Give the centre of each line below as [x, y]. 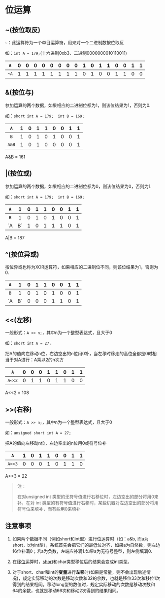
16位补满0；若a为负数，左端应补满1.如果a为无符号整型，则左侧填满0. [82, 551]
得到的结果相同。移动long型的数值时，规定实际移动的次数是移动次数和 [83, 584]
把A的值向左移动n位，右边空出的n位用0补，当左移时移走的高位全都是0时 [79, 354]
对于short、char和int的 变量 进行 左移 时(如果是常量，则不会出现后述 [79, 572]
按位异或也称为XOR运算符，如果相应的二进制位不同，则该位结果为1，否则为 [82, 267]
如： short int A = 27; [28, 343]
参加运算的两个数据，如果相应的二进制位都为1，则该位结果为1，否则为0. [78, 105]
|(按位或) [18, 174]
